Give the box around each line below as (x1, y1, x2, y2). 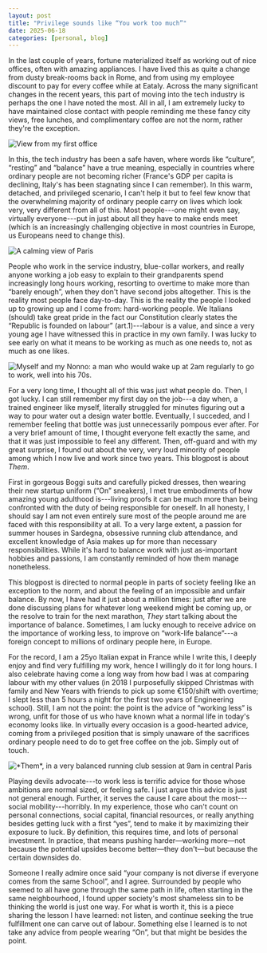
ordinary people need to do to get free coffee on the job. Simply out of (8, 737, 239, 746)
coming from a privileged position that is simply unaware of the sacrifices (8, 729, 249, 738)
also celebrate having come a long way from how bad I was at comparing (8, 669, 249, 679)
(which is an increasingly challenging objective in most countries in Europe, (8, 222, 256, 232)
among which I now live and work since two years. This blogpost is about (8, 454, 249, 463)
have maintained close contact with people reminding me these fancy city (8, 107, 251, 116)
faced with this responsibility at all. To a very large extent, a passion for (8, 520, 242, 530)
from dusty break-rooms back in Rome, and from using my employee (8, 73, 235, 82)
